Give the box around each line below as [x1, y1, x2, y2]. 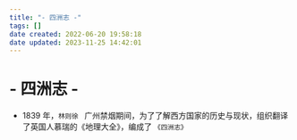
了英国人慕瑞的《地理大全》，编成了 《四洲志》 [21, 121, 188, 132]
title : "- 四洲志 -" [9, 12, 82, 22]
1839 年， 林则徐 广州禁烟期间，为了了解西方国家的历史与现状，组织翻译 [21, 111, 289, 121]
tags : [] [9, 21, 42, 30]
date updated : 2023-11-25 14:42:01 [9, 37, 142, 47]
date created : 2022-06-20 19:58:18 [9, 29, 142, 38]
